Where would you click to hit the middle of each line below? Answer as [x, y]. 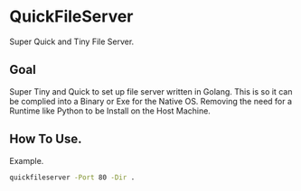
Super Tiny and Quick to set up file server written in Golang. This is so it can [151, 91]
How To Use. [46, 139]
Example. [27, 160]
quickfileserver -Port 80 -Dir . [72, 177]
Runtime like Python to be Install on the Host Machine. [110, 111]
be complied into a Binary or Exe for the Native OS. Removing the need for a [150, 101]
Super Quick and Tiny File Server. [72, 41]
